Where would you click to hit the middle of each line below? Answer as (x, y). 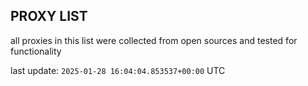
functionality (36, 51)
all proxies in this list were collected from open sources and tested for (154, 40)
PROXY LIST (49, 16)
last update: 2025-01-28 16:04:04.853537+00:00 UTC (118, 70)
